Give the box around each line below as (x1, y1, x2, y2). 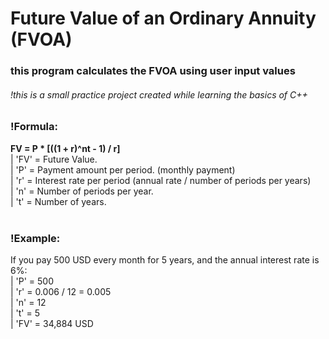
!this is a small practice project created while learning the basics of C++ (10, 88, 308, 101)
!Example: (10, 231, 61, 245)
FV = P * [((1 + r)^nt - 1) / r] (10, 142, 121, 154)
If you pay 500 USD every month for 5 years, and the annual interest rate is (10, 253, 320, 266)
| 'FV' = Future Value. (10, 153, 98, 165)
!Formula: (10, 120, 58, 134)
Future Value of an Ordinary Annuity (10, 7, 317, 30)
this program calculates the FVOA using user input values (10, 64, 296, 78)
